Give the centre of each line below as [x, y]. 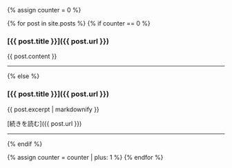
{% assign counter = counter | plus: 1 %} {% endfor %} [85, 157]
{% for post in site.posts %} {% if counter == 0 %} [79, 23]
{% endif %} [25, 144]
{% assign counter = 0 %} [44, 10]
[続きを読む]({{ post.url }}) [45, 123]
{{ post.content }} [32, 56]
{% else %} [23, 76]
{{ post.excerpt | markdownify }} [54, 109]
